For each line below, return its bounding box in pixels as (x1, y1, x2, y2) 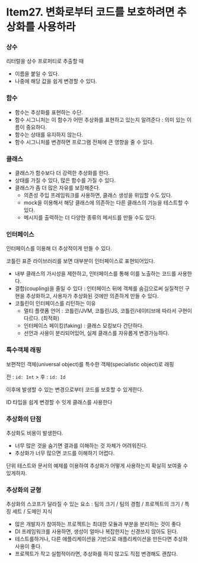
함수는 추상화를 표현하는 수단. (14, 108, 84, 116)
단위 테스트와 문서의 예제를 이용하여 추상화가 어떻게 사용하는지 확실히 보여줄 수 (6, 462, 189, 469)
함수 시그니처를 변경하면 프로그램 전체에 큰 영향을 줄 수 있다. (14, 138, 154, 146)
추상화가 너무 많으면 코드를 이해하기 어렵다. (14, 449, 115, 457)
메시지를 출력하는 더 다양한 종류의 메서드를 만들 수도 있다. (23, 214, 157, 221)
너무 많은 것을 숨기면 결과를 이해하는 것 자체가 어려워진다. (14, 442, 148, 449)
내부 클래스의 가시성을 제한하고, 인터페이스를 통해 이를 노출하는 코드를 (14, 270, 177, 277)
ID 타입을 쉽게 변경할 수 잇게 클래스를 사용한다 (6, 398, 113, 405)
